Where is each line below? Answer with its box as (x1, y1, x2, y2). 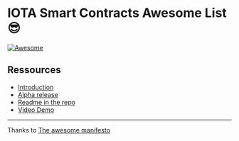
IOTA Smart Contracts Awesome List (7, 5, 228, 21)
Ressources (7, 64, 62, 76)
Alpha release (17, 90, 58, 98)
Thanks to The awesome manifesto (7, 125, 110, 134)
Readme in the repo (17, 98, 76, 106)
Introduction (17, 83, 54, 91)
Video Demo (17, 105, 55, 114)
